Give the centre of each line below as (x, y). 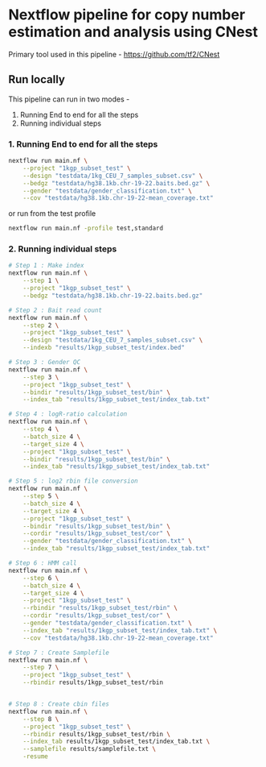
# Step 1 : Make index (46, 266)
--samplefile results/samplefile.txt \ (90, 749)
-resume (35, 757)
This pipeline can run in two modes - (69, 99)
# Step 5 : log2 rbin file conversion (73, 481)
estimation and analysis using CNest (133, 32)
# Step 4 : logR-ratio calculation (68, 414)
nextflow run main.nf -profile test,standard (86, 228)
